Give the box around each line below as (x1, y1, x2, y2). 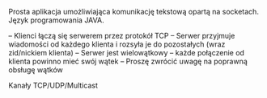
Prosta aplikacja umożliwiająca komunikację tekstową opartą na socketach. (8, 7, 259, 16)
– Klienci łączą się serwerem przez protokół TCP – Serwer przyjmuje (8, 31, 235, 40)
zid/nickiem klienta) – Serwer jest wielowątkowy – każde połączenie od (8, 48, 245, 57)
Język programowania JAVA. (8, 15, 104, 25)
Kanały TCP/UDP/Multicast (8, 80, 99, 90)
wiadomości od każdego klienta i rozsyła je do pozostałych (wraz (8, 39, 226, 49)
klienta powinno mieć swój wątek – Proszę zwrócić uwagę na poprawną (8, 56, 248, 66)
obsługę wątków (8, 65, 63, 75)
